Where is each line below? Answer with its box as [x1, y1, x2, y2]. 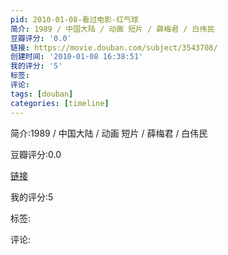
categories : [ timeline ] [10, 98, 110, 108]
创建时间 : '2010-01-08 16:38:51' [10, 52, 144, 62]
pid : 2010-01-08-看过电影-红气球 [10, 14, 139, 25]
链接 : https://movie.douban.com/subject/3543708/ [10, 42, 218, 53]
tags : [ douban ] [10, 89, 74, 99]
